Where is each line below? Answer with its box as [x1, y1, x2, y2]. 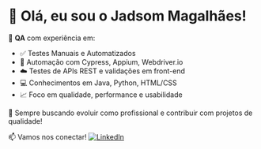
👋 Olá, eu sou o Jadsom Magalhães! [8, 7, 247, 25]
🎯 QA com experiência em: [8, 33, 96, 43]
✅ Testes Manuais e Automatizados [19, 48, 136, 58]
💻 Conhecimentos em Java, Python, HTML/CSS [19, 78, 178, 88]
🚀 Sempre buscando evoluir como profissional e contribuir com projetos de [8, 108, 253, 117]
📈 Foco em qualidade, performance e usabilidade [19, 90, 183, 99]
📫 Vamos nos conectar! [8, 132, 87, 141]
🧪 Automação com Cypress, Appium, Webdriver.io [19, 57, 183, 66]
